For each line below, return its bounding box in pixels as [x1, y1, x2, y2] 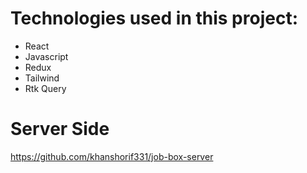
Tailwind [24, 72, 60, 84]
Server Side [10, 118, 110, 141]
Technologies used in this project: [10, 7, 298, 30]
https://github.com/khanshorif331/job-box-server [10, 150, 214, 162]
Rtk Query [24, 82, 67, 94]
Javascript [24, 50, 69, 62]
